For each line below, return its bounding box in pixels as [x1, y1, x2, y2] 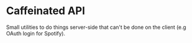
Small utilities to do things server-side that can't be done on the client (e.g [6, 24, 187, 31]
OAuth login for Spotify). [6, 29, 66, 37]
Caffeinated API [6, 4, 86, 18]
